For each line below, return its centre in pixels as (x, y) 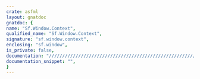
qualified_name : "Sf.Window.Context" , (54, 34)
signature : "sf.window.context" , (48, 39)
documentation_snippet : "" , (41, 61)
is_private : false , (30, 50)
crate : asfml (22, 12)
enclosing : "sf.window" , (37, 45)
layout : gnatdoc (26, 17)
